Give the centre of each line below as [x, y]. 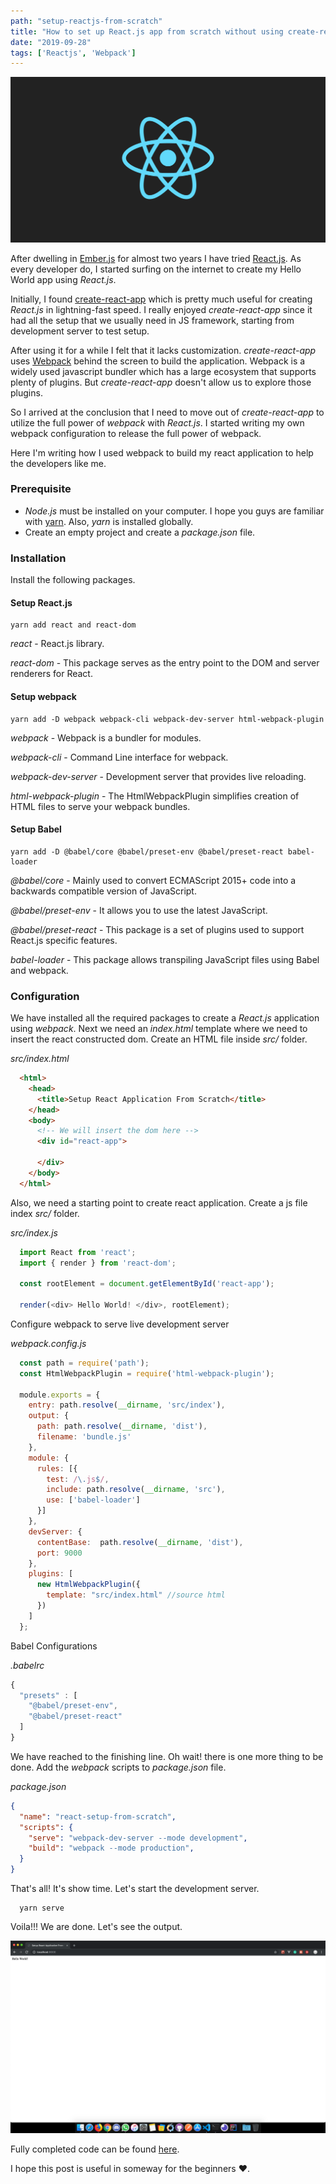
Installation [38, 558]
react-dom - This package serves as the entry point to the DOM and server [165, 663]
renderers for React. [51, 674]
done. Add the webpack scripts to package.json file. [118, 1767]
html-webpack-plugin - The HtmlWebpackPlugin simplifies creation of [155, 796]
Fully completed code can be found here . [95, 2149]
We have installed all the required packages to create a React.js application [165, 1018]
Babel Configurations [54, 1646]
